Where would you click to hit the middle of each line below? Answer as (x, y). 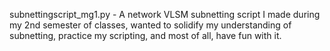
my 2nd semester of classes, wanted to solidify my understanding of (150, 25)
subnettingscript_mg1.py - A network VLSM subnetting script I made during (165, 14)
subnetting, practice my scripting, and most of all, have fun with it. (145, 35)
